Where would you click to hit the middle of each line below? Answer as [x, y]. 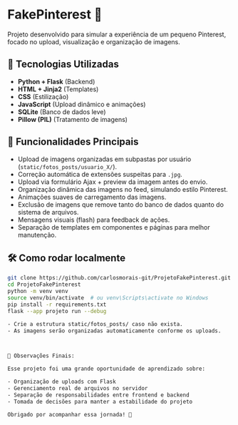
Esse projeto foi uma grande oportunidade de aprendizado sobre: [106, 369]
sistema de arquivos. [48, 212]
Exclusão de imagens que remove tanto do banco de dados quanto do [121, 204]
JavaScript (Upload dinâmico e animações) [82, 104]
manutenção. [37, 235]
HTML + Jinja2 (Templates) [58, 89]
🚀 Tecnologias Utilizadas [63, 65]
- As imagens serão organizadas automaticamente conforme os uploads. [114, 331]
